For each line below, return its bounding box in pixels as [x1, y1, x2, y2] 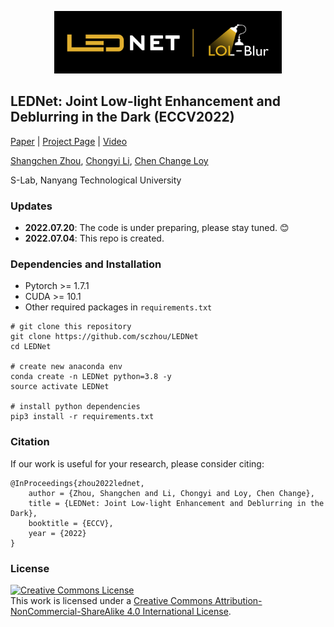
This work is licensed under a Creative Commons [10, 595, 213, 606]
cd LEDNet [10, 342, 52, 352]
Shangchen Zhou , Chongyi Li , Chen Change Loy [10, 154, 209, 166]
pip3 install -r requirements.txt [10, 412, 155, 422]
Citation [10, 435, 50, 449]
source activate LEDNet [10, 382, 110, 392]
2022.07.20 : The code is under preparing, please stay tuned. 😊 [24, 222, 290, 234]
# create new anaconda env [10, 362, 123, 372]
